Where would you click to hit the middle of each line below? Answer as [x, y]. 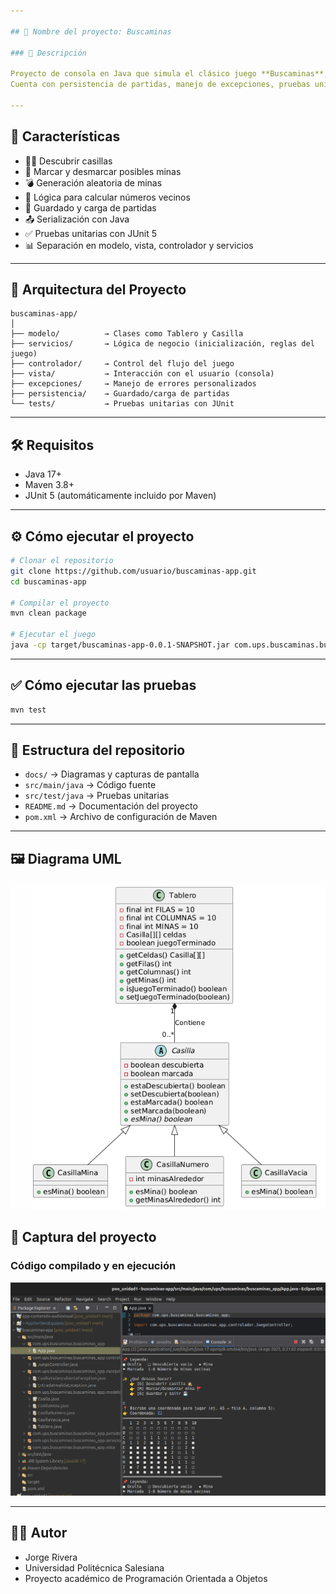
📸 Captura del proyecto [83, 1237]
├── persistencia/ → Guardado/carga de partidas [120, 394]
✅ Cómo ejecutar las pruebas [103, 685]
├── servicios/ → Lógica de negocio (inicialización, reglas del [162, 344]
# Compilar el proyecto [60, 603]
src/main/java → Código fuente [90, 785]
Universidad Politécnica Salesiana [94, 1567]
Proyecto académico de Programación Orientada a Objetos [146, 1578]
